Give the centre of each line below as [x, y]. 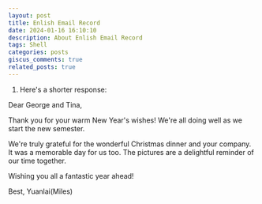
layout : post [30, 15]
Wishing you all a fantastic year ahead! [71, 176]
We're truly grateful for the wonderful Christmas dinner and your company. [130, 144]
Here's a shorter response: [63, 89]
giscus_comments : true [45, 60]
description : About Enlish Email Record [76, 38]
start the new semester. [47, 128]
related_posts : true [42, 67]
